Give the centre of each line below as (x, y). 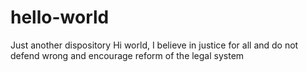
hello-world (60, 17)
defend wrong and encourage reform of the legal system (127, 55)
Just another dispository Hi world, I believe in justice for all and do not (154, 45)
